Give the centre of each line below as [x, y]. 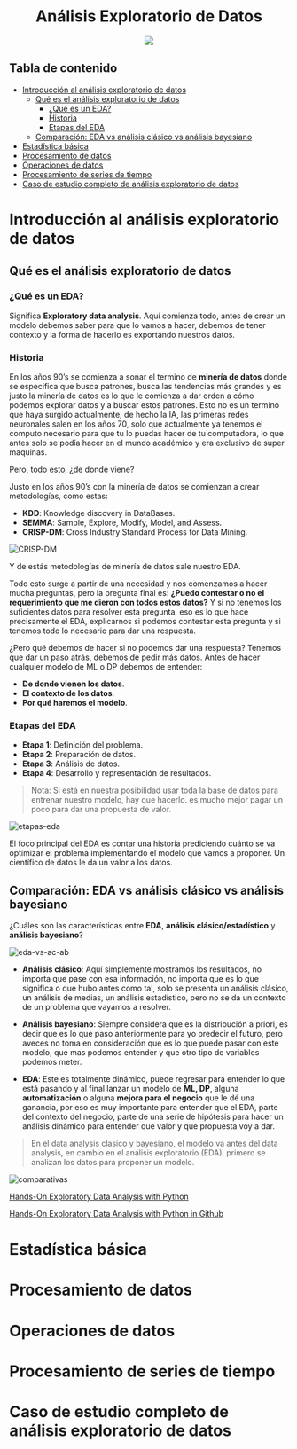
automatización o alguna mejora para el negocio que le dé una [138, 1098]
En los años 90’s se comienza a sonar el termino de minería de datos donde [148, 376]
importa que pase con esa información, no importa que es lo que [141, 979]
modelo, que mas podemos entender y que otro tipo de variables [141, 1053]
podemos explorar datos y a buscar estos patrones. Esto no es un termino [145, 404]
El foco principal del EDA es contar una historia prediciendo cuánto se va [142, 843]
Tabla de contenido [63, 68]
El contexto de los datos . [68, 693]
